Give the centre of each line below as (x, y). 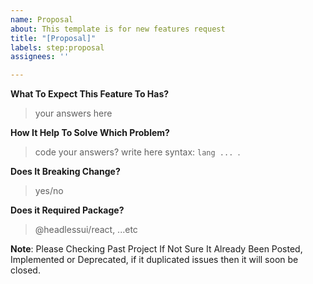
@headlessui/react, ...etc (86, 230)
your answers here (73, 113)
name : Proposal (42, 19)
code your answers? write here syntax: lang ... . (137, 152)
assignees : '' (40, 57)
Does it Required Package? (67, 210)
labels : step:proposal (57, 47)
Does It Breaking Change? (65, 172)
